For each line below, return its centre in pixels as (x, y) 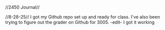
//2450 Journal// (23, 7)
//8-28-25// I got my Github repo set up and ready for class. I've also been (83, 17)
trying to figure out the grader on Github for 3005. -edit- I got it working (80, 22)
